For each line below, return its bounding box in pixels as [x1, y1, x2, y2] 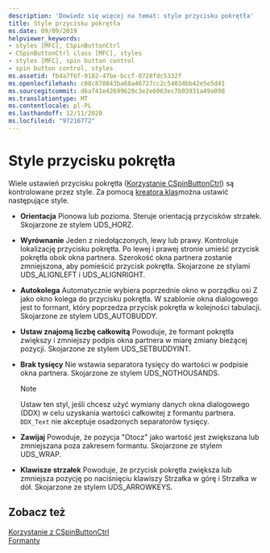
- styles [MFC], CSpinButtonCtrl [8, 42, 121, 50]
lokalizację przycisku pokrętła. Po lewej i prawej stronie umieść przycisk [19, 244, 260, 253]
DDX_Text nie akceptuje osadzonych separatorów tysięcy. [19, 417, 210, 426]
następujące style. [8, 195, 70, 205]
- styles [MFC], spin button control [8, 57, 135, 65]
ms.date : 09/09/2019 [8, 27, 78, 35]
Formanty [8, 535, 40, 545]
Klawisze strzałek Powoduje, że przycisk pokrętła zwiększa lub [19, 465, 232, 475]
